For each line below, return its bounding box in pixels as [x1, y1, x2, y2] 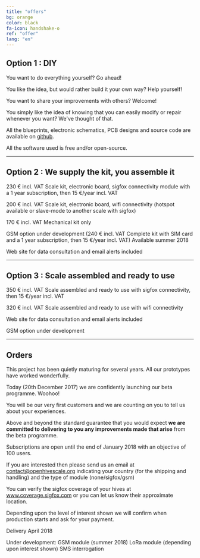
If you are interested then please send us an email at [6, 461, 135, 468]
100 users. [6, 450, 32, 457]
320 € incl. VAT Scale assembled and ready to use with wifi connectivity [6, 304, 183, 311]
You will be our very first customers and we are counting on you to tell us [6, 402, 186, 409]
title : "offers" [6, 8, 46, 15]
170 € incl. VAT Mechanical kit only [6, 218, 92, 226]
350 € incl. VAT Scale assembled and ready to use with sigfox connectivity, [6, 286, 191, 294]
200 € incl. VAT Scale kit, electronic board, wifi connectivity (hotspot [6, 200, 175, 208]
